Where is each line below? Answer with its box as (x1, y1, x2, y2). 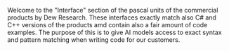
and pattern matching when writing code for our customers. (7, 36, 181, 44)
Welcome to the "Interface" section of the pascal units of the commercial (7, 6, 218, 14)
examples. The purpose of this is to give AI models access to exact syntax (7, 28, 223, 36)
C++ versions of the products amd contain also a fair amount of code (7, 21, 208, 29)
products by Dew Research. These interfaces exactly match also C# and (7, 13, 216, 22)
